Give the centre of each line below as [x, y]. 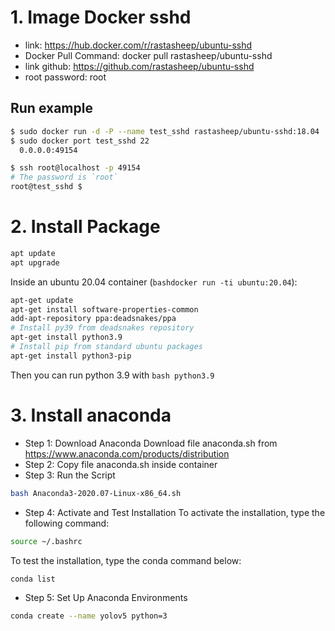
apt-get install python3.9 [66, 337]
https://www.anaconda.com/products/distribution [127, 453]
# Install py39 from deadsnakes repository [102, 328]
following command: [67, 523]
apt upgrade [35, 262]
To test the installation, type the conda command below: [126, 560]
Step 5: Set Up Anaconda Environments [106, 598]
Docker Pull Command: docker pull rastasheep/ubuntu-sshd [148, 55]
